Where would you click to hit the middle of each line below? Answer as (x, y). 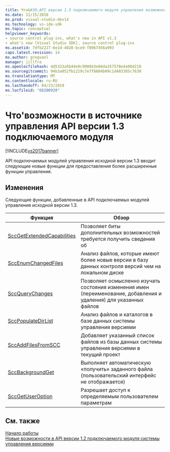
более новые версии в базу (115, 260)
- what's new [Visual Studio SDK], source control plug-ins (70, 43)
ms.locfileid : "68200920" (32, 90)
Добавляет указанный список (118, 336)
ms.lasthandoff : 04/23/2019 (35, 85)
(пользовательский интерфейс (119, 375)
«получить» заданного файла (117, 369)
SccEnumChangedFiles (35, 263)
